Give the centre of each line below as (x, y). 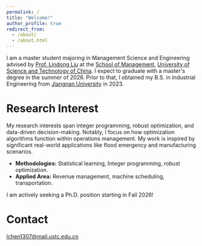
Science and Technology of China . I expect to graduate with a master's (96, 71)
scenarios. (20, 151)
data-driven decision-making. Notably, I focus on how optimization (91, 132)
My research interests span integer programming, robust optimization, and (100, 125)
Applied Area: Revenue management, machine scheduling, (90, 176)
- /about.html (30, 40)
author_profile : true (34, 23)
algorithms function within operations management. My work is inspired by (101, 138)
